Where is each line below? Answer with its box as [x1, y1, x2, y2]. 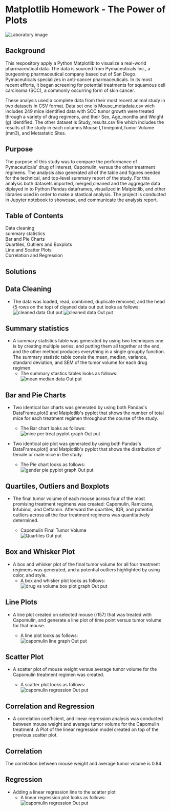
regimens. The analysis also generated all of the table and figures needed [5, 169, 161, 176]
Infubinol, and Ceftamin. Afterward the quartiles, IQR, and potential [12, 507, 154, 513]
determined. [12, 517, 39, 524]
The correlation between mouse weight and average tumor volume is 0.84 [5, 761, 162, 767]
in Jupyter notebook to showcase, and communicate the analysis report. [5, 197, 158, 203]
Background [5, 46, 45, 55]
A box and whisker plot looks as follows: [20, 577, 105, 584]
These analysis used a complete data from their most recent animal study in [5, 97, 165, 103]
